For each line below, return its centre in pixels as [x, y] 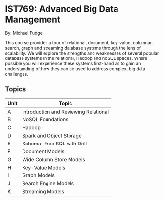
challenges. [17, 74]
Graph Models [38, 175]
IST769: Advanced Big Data [62, 9]
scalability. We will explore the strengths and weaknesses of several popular [82, 53]
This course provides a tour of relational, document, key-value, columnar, [79, 42]
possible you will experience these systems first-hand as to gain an [73, 63]
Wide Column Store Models [54, 159]
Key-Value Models [44, 167]
